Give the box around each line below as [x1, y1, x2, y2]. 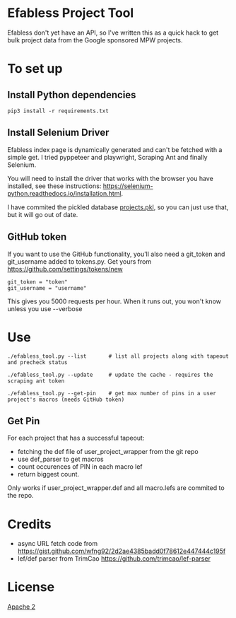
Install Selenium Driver [7, 127, 110, 139]
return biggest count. [17, 470, 80, 479]
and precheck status [7, 358, 69, 366]
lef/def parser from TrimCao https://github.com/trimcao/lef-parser [17, 554, 211, 563]
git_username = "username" [7, 284, 87, 291]
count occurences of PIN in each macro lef [17, 462, 143, 471]
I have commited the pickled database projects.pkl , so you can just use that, [7, 203, 229, 211]
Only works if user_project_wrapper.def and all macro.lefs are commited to [7, 484, 225, 492]
